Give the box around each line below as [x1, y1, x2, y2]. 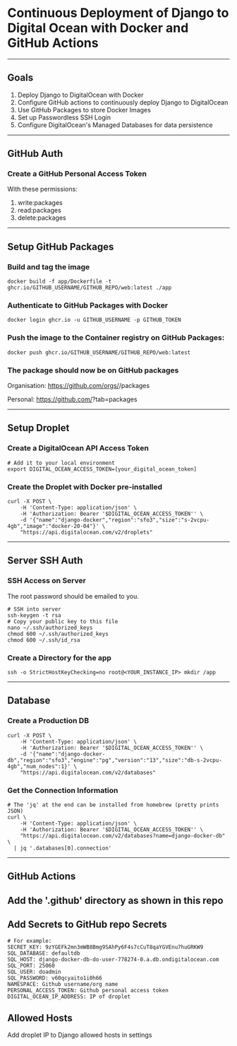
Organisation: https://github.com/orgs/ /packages [7, 382, 150, 390]
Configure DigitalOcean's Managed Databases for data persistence [17, 120, 213, 129]
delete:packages [17, 213, 66, 222]
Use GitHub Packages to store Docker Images [17, 105, 152, 114]
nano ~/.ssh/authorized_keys [7, 624, 93, 631]
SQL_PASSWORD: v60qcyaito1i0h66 [7, 974, 102, 982]
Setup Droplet [7, 422, 70, 434]
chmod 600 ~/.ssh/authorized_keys [7, 630, 109, 637]
